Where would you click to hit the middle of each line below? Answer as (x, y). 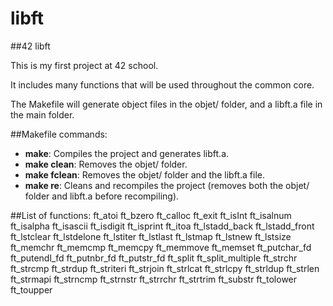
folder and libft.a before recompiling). (102, 196)
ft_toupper (31, 289)
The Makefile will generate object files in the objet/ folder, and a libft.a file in (166, 104)
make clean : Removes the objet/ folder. (106, 164)
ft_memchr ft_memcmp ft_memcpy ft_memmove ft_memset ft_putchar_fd (161, 247)
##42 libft (30, 46)
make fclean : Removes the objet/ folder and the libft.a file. (144, 174)
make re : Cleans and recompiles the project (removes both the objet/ (167, 185)
